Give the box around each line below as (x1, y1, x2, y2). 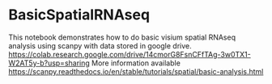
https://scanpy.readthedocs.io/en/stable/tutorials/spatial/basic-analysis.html (8, 66, 264, 76)
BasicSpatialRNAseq (8, 6, 151, 24)
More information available (91, 58, 181, 68)
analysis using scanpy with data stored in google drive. (8, 40, 192, 50)
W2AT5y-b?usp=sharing (8, 58, 91, 68)
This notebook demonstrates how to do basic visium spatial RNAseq (8, 32, 236, 42)
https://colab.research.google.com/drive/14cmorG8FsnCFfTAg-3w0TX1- (8, 49, 251, 59)
